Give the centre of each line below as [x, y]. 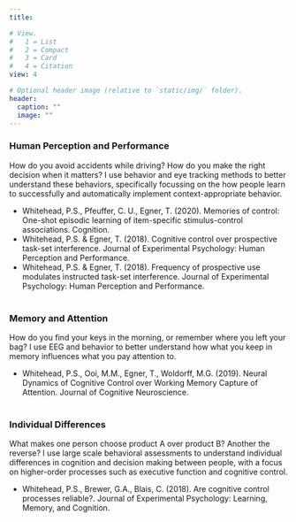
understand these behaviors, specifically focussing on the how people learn [147, 184]
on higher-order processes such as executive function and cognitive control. [148, 472]
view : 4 [23, 75]
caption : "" [39, 107]
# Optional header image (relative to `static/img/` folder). [126, 90]
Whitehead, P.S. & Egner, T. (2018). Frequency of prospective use [141, 267]
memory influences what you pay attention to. [93, 356]
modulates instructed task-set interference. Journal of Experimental [145, 276]
